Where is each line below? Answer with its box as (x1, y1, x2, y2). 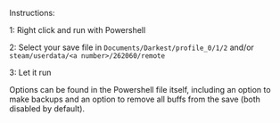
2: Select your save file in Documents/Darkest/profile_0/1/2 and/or (9, 42, 254, 53)
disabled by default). (9, 103, 86, 114)
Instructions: (9, 8, 55, 18)
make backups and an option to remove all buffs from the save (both (9, 94, 261, 104)
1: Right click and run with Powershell (9, 25, 146, 35)
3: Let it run (9, 67, 52, 78)
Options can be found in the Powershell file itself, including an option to (9, 85, 271, 94)
